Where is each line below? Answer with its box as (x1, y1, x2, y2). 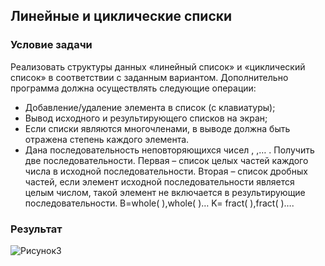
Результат (10, 222, 63, 236)
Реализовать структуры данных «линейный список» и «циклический (10, 60, 306, 73)
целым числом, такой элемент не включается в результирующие (24, 186, 306, 198)
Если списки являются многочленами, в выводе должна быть (24, 122, 291, 134)
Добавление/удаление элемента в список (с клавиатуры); (24, 101, 276, 113)
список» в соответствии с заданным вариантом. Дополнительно (10, 71, 289, 83)
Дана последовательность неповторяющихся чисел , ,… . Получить (24, 144, 315, 156)
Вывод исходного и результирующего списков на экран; (24, 112, 268, 124)
